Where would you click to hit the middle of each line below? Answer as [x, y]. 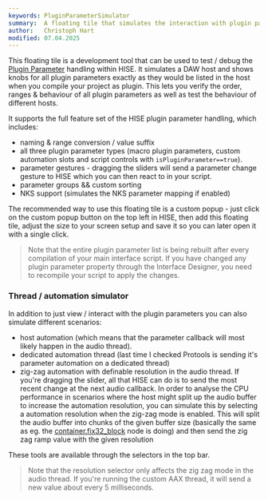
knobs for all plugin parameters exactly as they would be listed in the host [129, 77]
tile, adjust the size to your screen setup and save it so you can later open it [132, 226]
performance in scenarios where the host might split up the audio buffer [138, 397]
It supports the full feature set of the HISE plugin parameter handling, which [132, 119]
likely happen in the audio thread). [76, 346]
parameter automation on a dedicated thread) [95, 363]
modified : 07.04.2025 [44, 38]
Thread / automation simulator [69, 296]
